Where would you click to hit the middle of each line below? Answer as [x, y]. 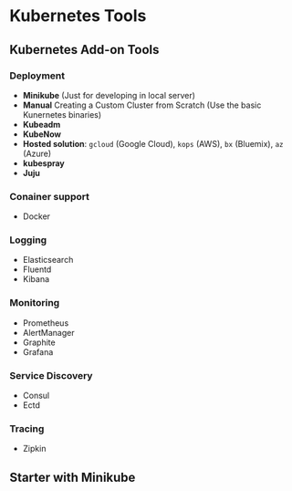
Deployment [37, 76]
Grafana [38, 351]
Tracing [27, 428]
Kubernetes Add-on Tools [84, 50]
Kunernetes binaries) [62, 114]
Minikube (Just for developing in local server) [109, 95]
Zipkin [34, 449]
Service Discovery [51, 375]
